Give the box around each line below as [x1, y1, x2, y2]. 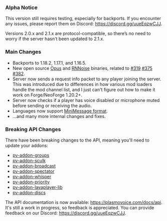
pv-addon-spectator [12, 168, 55, 174]
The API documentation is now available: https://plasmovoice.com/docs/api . [5, 199, 162, 205]
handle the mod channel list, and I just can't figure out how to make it [12, 86, 155, 92]
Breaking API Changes [5, 126, 61, 133]
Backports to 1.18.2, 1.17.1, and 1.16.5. [12, 60, 87, 66]
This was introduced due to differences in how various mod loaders [12, 81, 152, 87]
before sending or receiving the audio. [12, 102, 92, 108]
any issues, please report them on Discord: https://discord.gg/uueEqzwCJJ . [5, 21, 162, 27]
